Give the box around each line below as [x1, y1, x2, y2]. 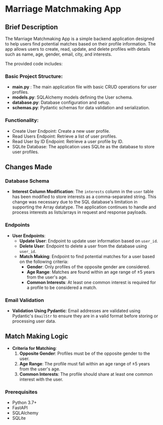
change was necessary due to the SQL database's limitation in [12, 199, 138, 205]
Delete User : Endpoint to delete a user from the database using [19, 243, 147, 249]
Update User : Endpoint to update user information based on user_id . [19, 238, 158, 243]
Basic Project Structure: [5, 73, 63, 80]
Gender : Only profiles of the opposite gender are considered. [26, 263, 150, 269]
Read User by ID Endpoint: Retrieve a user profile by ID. [12, 138, 123, 144]
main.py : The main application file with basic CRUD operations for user [12, 84, 157, 90]
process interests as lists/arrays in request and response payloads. [12, 209, 147, 215]
